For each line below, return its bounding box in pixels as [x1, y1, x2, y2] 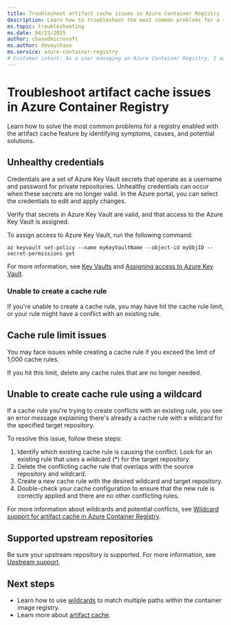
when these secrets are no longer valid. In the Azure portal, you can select [7, 189, 218, 198]
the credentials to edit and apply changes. [7, 197, 126, 205]
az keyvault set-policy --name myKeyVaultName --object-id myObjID [7, 244, 205, 251]
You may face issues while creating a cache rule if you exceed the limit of [7, 348, 215, 356]
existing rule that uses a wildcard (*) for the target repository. [16, 455, 191, 463]
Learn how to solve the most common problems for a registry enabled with [7, 122, 219, 130]
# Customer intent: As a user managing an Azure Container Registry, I [7, 55, 217, 62]
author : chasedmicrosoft [7, 36, 78, 43]
